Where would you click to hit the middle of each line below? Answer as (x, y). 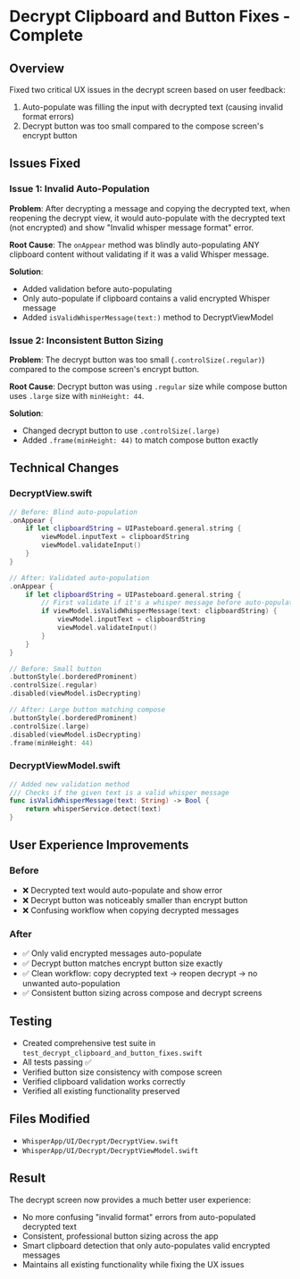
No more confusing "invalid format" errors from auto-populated (139, 1217)
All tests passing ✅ (57, 1062)
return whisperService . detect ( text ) (94, 810)
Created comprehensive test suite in (89, 1042)
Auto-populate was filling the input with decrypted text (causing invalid (153, 107)
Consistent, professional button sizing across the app (120, 1236)
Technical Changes (64, 468)
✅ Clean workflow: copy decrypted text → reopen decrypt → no (140, 974)
